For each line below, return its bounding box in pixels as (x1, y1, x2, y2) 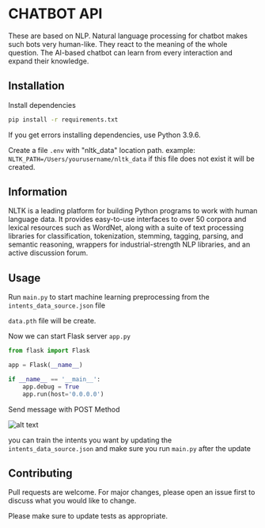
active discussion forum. (8, 248, 89, 258)
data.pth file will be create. (8, 316, 97, 326)
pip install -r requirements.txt (8, 116, 119, 124)
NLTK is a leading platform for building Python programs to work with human (8, 206, 258, 216)
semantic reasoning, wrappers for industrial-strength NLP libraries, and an (8, 239, 251, 250)
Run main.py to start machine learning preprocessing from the (8, 293, 210, 302)
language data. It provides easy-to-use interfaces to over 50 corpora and (8, 215, 247, 224)
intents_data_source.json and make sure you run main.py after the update (8, 443, 252, 453)
